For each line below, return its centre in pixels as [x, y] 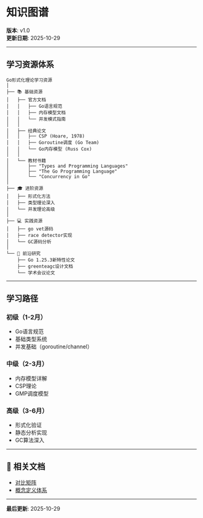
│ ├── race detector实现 [39, 235]
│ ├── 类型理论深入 [31, 203]
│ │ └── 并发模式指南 [36, 119]
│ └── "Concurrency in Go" [48, 176]
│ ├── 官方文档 [26, 100]
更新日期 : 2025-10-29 [33, 38]
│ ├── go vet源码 [30, 229]
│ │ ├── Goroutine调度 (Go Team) [53, 142]
